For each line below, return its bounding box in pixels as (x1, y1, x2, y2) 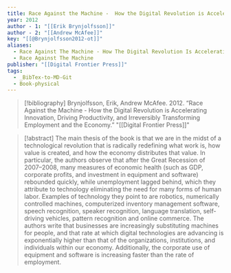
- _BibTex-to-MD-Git (13, 73, 72, 81)
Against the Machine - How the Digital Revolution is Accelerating (23, 106, 208, 115)
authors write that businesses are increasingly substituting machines (23, 222, 219, 230)
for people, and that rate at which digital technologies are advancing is (23, 229, 224, 237)
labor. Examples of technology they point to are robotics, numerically (23, 193, 219, 201)
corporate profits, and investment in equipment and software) (23, 171, 199, 179)
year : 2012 (7, 16, 38, 23)
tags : (7, 67, 23, 74)
